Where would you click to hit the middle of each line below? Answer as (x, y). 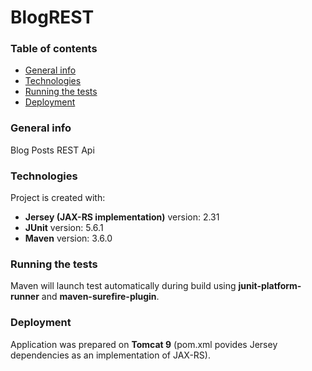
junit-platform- (270, 286)
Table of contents (54, 49)
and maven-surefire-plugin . (100, 297)
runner (25, 297)
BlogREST (52, 17)
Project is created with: (58, 198)
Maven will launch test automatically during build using (123, 286)
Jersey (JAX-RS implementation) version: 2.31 (122, 217)
